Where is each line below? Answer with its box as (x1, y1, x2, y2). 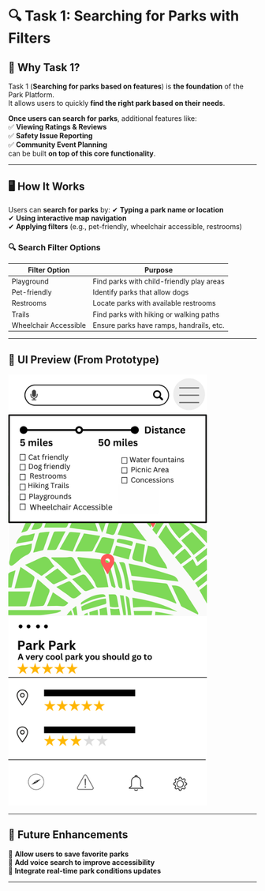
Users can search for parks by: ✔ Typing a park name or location (8, 205, 224, 214)
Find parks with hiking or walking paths (92, 310, 220, 319)
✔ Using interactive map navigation (8, 213, 127, 223)
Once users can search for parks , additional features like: (8, 114, 197, 123)
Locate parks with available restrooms (92, 299, 216, 308)
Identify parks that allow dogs (92, 288, 189, 297)
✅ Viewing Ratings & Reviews (8, 122, 107, 131)
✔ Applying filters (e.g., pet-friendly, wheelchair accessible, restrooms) (8, 221, 243, 231)
